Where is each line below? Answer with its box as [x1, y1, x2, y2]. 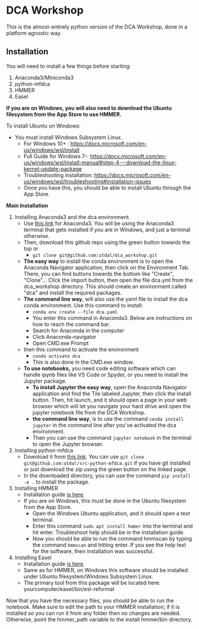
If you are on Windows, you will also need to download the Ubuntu [6, 104, 172, 112]
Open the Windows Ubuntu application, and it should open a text [32, 510, 191, 517]
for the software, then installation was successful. [32, 547, 154, 555]
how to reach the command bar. [32, 320, 111, 328]
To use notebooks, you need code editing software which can [23, 364, 176, 371]
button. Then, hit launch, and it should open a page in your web [32, 396, 188, 404]
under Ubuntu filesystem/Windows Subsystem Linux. [23, 573, 153, 580]
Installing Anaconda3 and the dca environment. [14, 213, 130, 220]
